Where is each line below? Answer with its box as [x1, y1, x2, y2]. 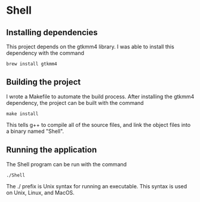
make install [6, 111, 39, 117]
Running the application [6, 145, 97, 155]
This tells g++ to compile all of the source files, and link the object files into [6, 121, 191, 128]
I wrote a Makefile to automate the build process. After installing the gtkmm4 [6, 93, 195, 100]
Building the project [6, 77, 81, 87]
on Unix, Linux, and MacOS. [6, 189, 75, 196]
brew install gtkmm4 [6, 61, 58, 67]
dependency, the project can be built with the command [6, 99, 144, 106]
